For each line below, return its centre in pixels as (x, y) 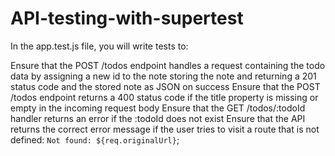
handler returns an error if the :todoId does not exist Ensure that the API (158, 118)
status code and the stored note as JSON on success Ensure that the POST (165, 86)
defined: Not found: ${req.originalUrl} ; (95, 139)
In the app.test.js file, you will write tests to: (99, 46)
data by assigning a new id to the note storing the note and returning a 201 (163, 76)
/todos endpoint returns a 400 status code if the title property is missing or (164, 97)
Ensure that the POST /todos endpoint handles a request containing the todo (168, 65)
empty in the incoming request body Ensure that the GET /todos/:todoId (158, 108)
